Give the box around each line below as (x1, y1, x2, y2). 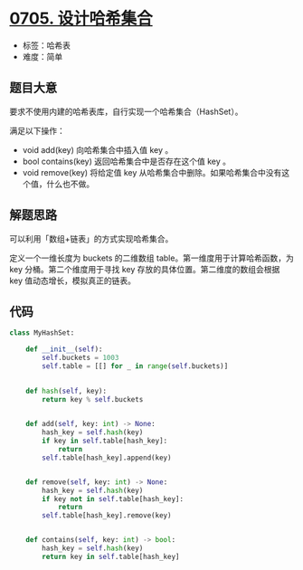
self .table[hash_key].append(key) (42, 453, 172, 462)
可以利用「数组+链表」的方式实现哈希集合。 (9, 233, 174, 244)
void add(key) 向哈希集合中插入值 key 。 (22, 144, 174, 155)
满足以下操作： (9, 125, 65, 136)
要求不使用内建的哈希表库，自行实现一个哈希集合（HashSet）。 (9, 106, 243, 117)
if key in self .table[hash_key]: (42, 436, 168, 446)
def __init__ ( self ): (25, 345, 103, 354)
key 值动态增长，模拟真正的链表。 (9, 275, 137, 286)
